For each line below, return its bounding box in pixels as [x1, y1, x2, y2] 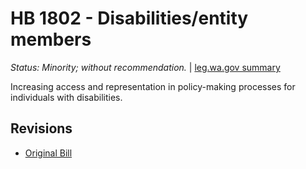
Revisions [10, 120, 73, 137]
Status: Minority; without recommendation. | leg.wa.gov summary [10, 61, 281, 73]
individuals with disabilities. [10, 91, 123, 103]
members [10, 28, 92, 51]
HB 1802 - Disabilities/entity [10, 7, 249, 30]
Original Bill [24, 147, 73, 159]
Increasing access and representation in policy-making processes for [10, 80, 296, 92]
